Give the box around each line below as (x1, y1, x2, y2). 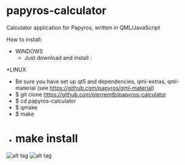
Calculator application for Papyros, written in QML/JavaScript (6, 24, 161, 31)
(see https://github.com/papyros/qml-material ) (37, 84, 154, 92)
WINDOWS (15, 47, 43, 55)
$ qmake (15, 103, 38, 111)
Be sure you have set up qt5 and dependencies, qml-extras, (15, 78, 166, 85)
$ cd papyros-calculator (15, 97, 76, 105)
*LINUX (6, 65, 26, 73)
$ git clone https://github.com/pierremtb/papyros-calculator (15, 90, 167, 98)
